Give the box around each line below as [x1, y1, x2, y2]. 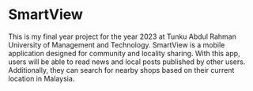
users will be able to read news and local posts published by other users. [8, 57, 246, 66]
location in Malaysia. [8, 74, 75, 83]
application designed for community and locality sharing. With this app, [8, 48, 240, 58]
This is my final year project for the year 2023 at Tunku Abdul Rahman [8, 32, 237, 41]
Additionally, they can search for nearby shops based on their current [8, 65, 235, 74]
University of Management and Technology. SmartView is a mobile [8, 40, 225, 49]
